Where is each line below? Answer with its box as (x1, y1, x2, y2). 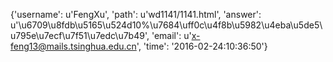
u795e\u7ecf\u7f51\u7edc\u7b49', (10, 30, 150, 41)
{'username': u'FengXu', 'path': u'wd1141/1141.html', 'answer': (10, 9, 262, 20)
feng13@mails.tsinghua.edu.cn (10, 40, 137, 52)
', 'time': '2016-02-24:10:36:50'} (136, 40, 268, 52)
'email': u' (151, 30, 192, 41)
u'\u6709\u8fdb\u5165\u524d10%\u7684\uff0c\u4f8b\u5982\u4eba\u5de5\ (10, 19, 323, 31)
